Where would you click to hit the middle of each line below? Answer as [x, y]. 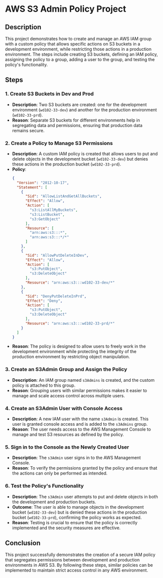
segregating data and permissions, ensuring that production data [77, 125]
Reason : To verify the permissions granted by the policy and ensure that [84, 468]
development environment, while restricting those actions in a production [78, 49]
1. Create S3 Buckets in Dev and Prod [49, 94]
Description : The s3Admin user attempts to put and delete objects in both [85, 496]
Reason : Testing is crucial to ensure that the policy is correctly [75, 522]
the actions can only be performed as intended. [60, 473]
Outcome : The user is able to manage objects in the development [78, 507]
